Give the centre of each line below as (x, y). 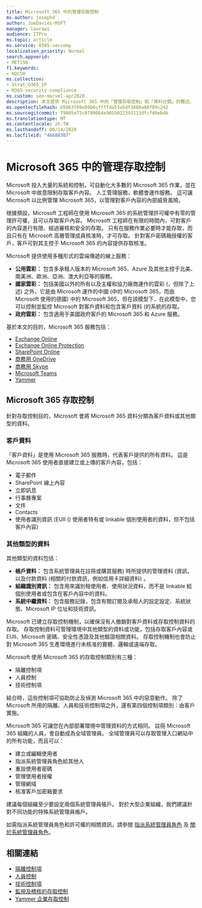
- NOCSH (16, 74)
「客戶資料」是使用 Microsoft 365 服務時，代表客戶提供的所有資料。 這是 (97, 455)
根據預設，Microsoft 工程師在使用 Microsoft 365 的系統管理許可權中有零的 (99, 213)
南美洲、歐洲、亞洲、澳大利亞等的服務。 (65, 276)
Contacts (26, 512)
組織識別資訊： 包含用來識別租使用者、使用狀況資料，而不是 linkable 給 (103, 586)
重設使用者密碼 (33, 769)
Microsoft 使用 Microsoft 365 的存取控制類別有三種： (72, 657)
